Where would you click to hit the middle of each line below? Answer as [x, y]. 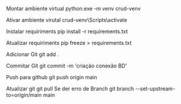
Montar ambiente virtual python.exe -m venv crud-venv [73, 9]
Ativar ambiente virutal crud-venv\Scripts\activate [67, 20]
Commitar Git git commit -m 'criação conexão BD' [67, 66]
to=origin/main [24, 95]
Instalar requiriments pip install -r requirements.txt [67, 31]
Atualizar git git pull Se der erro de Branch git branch [70, 89]
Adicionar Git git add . [32, 54]
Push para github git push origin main [52, 77]
